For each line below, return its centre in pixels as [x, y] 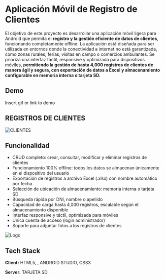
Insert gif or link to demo [30, 103]
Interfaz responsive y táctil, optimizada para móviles [65, 215]
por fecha [22, 184]
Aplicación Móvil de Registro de [71, 9]
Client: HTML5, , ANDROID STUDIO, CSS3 [48, 263]
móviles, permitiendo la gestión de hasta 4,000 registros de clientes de [79, 65]
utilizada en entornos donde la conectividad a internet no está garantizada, [81, 49]
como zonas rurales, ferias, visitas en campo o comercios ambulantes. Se [80, 54]
